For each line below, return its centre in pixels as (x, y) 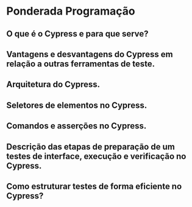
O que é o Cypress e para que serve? (77, 34)
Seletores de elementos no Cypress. (77, 105)
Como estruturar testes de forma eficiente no (94, 186)
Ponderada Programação (71, 11)
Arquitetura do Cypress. (53, 84)
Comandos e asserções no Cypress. (76, 126)
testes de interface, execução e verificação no (96, 156)
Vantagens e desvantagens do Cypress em (90, 54)
